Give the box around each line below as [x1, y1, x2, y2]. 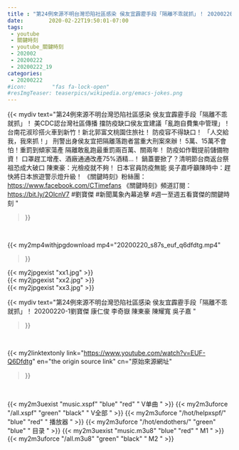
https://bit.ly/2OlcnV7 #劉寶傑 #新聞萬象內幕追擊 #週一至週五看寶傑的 [7, 190, 211, 199]
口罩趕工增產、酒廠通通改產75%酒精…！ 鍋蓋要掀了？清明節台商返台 [21, 154, 223, 164]
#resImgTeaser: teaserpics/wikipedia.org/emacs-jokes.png [7, 90, 183, 97]
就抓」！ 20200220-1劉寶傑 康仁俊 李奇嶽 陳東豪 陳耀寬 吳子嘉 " [7, 307, 196, 316]
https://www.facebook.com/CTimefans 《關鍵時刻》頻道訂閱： [7, 181, 192, 190]
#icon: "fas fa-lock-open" [7, 83, 110, 90]
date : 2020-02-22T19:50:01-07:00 [7, 17, 129, 24]
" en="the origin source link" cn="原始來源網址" [32, 357, 173, 366]
